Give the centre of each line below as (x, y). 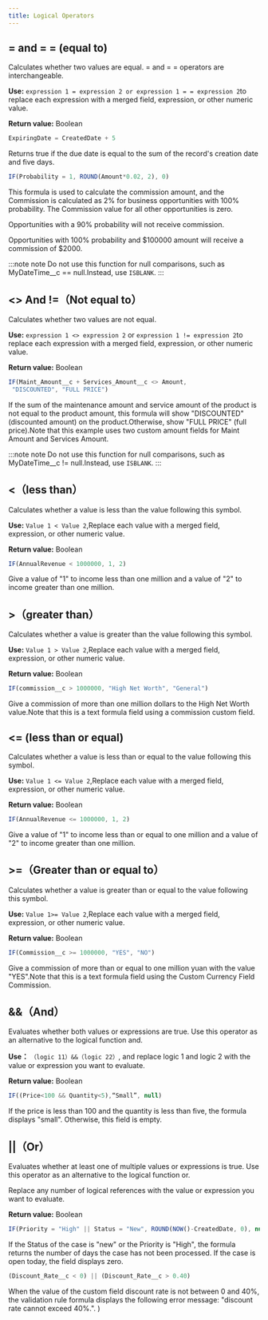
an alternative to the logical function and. (76, 1040)
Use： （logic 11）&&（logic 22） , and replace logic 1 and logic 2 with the (130, 1057)
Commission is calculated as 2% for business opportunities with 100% (124, 201)
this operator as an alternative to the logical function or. (99, 1175)
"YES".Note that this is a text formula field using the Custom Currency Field (132, 976)
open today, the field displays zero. (66, 1261)
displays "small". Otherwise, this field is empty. (85, 1119)
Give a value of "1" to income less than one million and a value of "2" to (125, 579)
